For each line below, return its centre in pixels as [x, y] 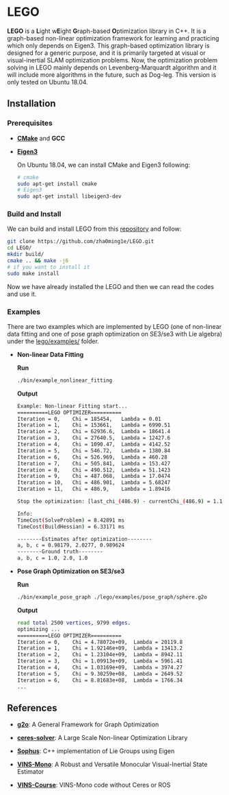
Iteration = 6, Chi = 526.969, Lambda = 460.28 [92, 457]
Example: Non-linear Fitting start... [72, 406]
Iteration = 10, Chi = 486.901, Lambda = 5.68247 [94, 483]
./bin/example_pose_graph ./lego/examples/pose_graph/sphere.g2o [112, 597]
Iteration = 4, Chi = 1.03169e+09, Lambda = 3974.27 [100, 668]
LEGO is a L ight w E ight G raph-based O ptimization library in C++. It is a [107, 31]
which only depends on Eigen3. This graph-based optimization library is [108, 45]
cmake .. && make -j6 [38, 261]
